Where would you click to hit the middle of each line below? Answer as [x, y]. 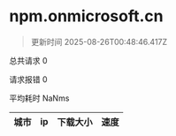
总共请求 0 [28, 60]
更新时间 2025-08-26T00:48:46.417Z [99, 42]
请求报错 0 [28, 79]
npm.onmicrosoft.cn [86, 16]
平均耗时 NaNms [39, 98]
